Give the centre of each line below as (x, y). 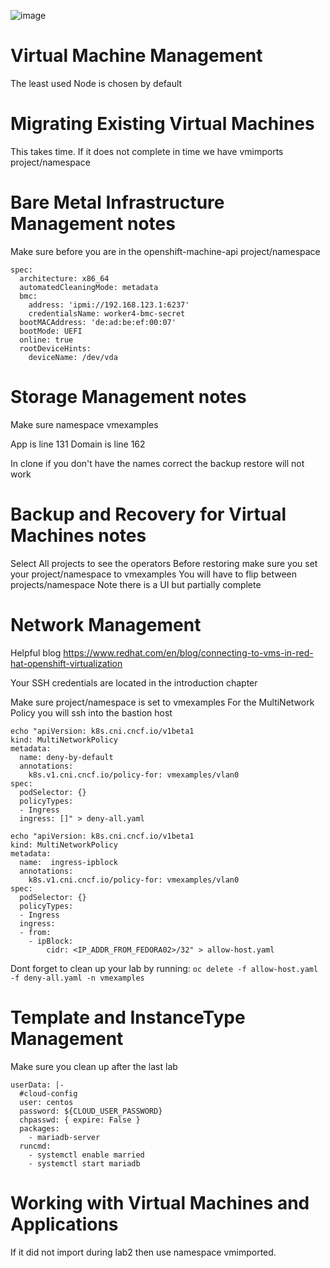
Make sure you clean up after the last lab (94, 1066)
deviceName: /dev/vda (73, 357)
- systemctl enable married (86, 1155)
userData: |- (37, 1085)
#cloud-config (48, 1093)
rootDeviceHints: (55, 348)
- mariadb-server (64, 1137)
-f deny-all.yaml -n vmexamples (77, 978)
